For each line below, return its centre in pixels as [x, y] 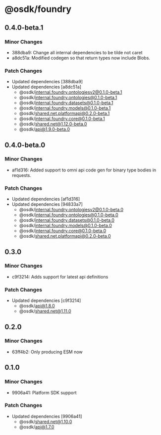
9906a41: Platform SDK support [44, 393]
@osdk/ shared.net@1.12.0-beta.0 [53, 124]
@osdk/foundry [38, 9]
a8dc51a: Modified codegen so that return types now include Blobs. [81, 58]
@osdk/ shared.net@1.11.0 [45, 311]
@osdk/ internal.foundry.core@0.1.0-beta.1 [62, 119]
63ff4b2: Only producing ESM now [47, 352]
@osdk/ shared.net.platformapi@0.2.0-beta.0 [65, 236]
